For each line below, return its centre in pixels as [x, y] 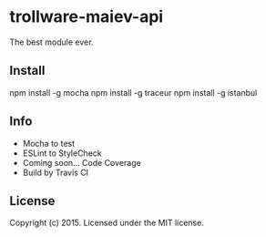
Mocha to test [49, 143]
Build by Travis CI [56, 172]
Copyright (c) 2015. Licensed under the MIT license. [107, 223]
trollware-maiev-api [87, 17]
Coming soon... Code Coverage [82, 162]
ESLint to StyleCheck [62, 153]
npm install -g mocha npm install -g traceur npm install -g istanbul [133, 92]
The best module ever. [51, 42]
